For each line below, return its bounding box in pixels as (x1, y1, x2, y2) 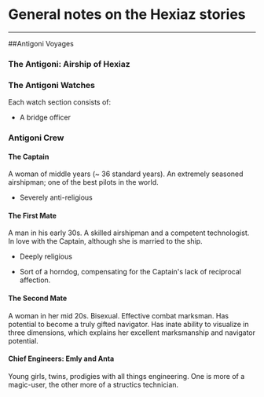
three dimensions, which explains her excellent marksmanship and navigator (8, 328, 256, 337)
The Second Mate (8, 293, 68, 303)
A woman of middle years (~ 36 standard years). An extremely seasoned (8, 169, 244, 178)
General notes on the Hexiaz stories (8, 6, 246, 24)
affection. (19, 275, 51, 285)
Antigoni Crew (8, 132, 64, 143)
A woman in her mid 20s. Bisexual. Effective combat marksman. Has (8, 311, 229, 320)
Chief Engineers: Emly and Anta (8, 354, 115, 363)
